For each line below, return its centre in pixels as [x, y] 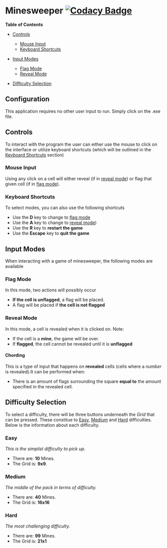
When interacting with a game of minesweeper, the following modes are [79, 261]
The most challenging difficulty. [38, 526]
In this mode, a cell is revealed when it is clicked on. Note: [65, 329]
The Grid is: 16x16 [31, 503]
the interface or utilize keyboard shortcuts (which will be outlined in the [78, 149]
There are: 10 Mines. [33, 458]
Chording [15, 355]
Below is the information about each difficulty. [52, 425]
